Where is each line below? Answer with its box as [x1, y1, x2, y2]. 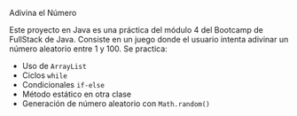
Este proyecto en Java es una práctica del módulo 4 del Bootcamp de [9, 25, 263, 35]
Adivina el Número [9, 8, 77, 18]
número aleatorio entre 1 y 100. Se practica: [9, 43, 168, 54]
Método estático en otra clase [21, 89, 131, 99]
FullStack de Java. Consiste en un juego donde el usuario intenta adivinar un [9, 35, 289, 44]
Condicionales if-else [21, 80, 105, 89]
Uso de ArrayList [21, 61, 87, 71]
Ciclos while [21, 70, 68, 81]
